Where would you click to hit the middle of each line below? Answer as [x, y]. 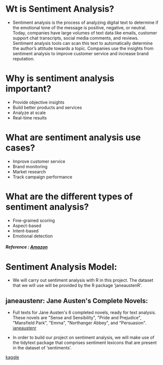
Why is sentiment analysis [60, 78]
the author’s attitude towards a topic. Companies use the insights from [83, 48]
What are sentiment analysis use [73, 138]
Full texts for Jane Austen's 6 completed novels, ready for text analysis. [84, 312]
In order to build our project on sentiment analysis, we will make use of [83, 338]
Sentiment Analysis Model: [61, 267]
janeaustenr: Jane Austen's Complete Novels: [77, 301]
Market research [29, 172]
